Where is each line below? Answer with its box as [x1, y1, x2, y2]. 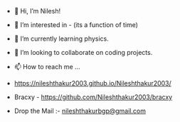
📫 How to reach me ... [14, 63, 80, 71]
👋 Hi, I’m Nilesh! [14, 7, 61, 15]
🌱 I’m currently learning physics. [14, 34, 109, 43]
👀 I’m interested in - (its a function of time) [14, 21, 139, 29]
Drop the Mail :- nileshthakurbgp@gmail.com [14, 107, 146, 115]
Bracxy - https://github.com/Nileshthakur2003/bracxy [14, 93, 173, 101]
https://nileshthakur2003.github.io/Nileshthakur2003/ [14, 79, 172, 87]
